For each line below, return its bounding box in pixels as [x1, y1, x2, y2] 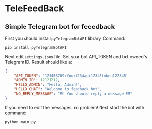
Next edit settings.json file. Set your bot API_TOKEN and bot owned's [5, 53, 148, 59]
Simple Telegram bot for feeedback [5, 23, 115, 31]
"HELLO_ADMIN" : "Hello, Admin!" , [14, 82, 82, 87]
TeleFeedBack [5, 3, 64, 14]
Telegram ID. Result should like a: [5, 59, 72, 65]
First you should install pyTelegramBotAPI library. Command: [5, 35, 126, 41]
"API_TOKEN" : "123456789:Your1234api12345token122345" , [14, 73, 131, 78]
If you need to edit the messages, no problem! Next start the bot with [5, 105, 145, 110]
